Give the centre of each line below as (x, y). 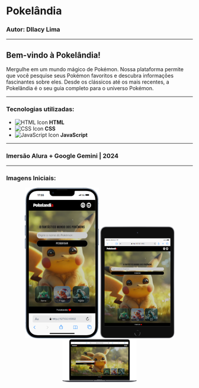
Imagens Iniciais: (31, 178)
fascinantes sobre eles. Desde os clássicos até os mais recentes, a (88, 82)
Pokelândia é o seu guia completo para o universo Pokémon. (80, 88)
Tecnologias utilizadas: (40, 109)
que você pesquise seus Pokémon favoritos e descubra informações (90, 76)
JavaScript (74, 135)
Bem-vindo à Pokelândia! (53, 55)
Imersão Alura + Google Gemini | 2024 (62, 155)
